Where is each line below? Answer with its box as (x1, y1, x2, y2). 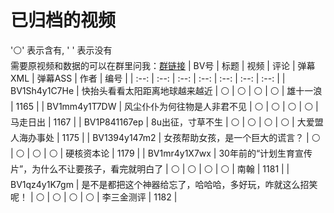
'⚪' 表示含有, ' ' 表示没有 (10, 44, 113, 56)
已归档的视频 (10, 9, 117, 32)
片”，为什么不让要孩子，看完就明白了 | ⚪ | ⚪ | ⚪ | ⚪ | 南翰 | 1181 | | (10, 162, 290, 175)
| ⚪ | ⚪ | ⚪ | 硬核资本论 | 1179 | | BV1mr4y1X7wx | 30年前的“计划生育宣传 (10, 147, 313, 159)
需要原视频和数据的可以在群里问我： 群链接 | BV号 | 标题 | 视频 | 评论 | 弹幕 (10, 59, 316, 71)
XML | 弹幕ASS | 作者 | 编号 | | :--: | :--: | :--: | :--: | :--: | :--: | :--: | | (10, 72, 286, 84)
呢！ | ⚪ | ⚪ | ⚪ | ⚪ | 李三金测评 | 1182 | (10, 191, 178, 203)
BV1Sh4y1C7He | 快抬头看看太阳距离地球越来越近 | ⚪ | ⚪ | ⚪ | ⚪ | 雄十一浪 (10, 84, 323, 96)
